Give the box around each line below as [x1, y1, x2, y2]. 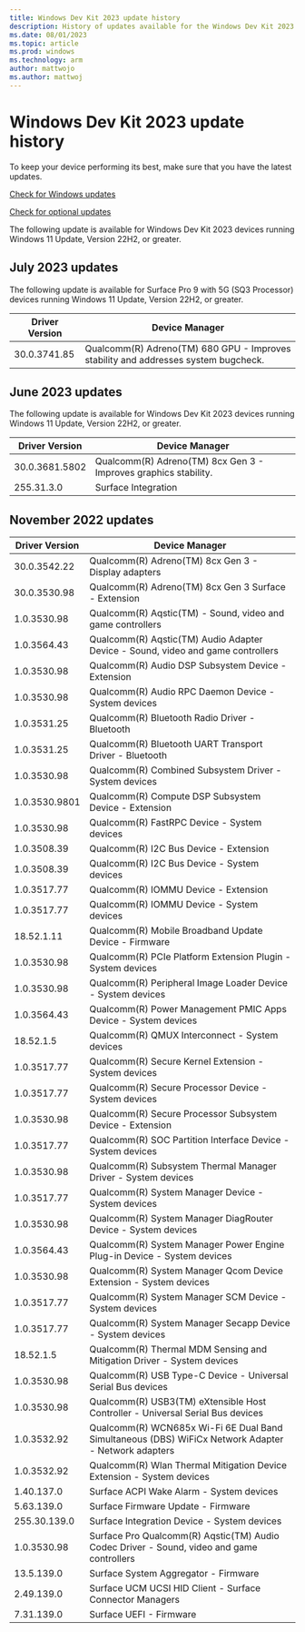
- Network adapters [89, 1444, 175, 1457]
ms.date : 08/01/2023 [9, 30, 88, 39]
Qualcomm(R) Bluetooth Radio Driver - [89, 712, 256, 725]
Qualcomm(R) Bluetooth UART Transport [89, 738, 263, 751]
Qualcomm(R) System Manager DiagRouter [89, 1212, 274, 1225]
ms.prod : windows [9, 47, 75, 56]
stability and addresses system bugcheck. [84, 353, 265, 366]
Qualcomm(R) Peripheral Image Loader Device [89, 977, 289, 989]
